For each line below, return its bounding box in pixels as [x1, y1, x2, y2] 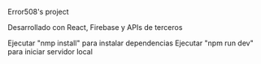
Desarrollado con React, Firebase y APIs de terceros [7, 23, 183, 32]
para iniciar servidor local [7, 47, 93, 56]
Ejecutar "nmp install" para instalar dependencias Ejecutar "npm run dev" [7, 38, 254, 48]
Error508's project [7, 7, 70, 16]
